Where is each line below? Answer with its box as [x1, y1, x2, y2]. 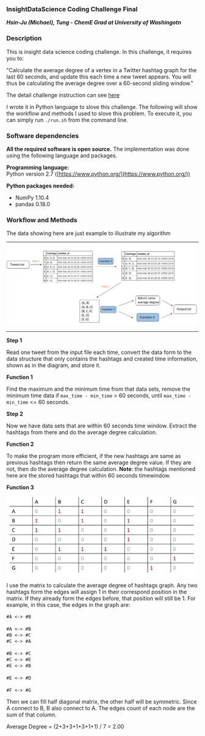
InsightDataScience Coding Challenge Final [6, 5, 138, 13]
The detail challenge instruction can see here [6, 91, 120, 99]
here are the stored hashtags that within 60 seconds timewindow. [6, 472, 171, 479]
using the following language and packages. [6, 152, 118, 159]
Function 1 [6, 374, 33, 381]
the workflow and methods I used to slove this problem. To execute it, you [6, 110, 192, 117]
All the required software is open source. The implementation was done [6, 145, 190, 152]
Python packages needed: [6, 182, 75, 189]
